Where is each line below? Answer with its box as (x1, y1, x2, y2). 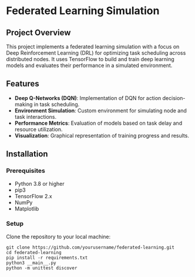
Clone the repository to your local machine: (6, 233, 111, 240)
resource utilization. (14, 125, 63, 133)
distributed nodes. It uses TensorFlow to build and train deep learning (6, 56, 174, 62)
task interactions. (14, 113, 57, 120)
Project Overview (6, 28, 71, 38)
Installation (6, 149, 48, 159)
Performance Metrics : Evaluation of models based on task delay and (14, 119, 183, 126)
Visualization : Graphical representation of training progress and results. (14, 132, 190, 139)
